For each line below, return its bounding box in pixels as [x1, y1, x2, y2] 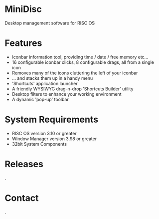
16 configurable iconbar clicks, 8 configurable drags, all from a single [11, 59, 154, 65]
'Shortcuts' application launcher [11, 80, 78, 86]
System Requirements [4, 114, 98, 125]
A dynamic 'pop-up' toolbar [11, 96, 69, 102]
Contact [4, 192, 39, 204]
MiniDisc [4, 3, 42, 15]
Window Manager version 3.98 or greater [11, 136, 97, 142]
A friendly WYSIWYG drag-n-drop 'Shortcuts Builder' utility [11, 86, 134, 92]
